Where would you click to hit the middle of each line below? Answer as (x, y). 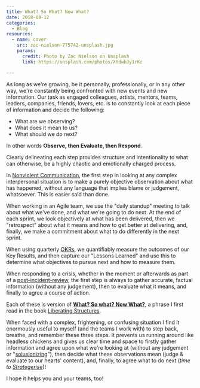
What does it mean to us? (46, 128)
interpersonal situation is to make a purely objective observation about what (99, 181)
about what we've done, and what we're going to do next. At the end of (94, 212)
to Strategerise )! (26, 366)
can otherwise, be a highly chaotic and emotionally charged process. (91, 163)
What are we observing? (45, 121)
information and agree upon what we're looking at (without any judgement (97, 347)
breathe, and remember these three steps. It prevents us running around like (100, 335)
